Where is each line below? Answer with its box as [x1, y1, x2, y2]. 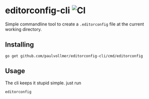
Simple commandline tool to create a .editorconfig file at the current [5, 21, 144, 27]
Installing [5, 41, 34, 49]
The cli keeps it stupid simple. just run [5, 80, 82, 86]
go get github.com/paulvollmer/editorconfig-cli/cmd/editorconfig [5, 53, 143, 58]
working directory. [5, 26, 42, 32]
